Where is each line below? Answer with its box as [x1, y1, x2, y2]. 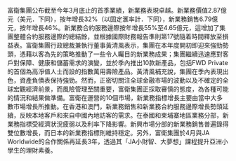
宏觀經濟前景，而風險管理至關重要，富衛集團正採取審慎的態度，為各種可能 [13, 85, 229, 93]
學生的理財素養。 [7, 146, 57, 154]
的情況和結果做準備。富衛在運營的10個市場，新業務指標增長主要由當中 [7, 94, 211, 101]
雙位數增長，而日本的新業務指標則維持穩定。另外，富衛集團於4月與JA [7, 129, 210, 136]
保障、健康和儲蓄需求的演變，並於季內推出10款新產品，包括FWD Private [19, 59, 228, 66]
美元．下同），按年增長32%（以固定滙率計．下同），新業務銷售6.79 [19, 15, 212, 23]
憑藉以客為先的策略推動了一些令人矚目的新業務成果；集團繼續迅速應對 [19, 50, 223, 58]
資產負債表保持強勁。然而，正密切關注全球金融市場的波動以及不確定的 [19, 76, 223, 84]
